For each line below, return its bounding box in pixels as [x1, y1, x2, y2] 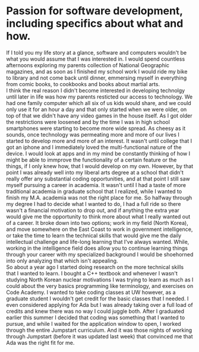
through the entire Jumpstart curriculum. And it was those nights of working [6, 326, 192, 334]
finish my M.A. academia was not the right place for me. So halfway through [6, 194, 192, 201]
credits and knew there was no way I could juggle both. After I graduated [6, 307, 185, 315]
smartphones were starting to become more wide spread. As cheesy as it [6, 125, 186, 132]
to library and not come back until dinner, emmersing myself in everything [6, 74, 187, 81]
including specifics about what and [6, 17, 184, 30]
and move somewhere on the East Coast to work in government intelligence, [6, 226, 193, 233]
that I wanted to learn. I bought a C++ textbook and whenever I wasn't [6, 269, 178, 277]
